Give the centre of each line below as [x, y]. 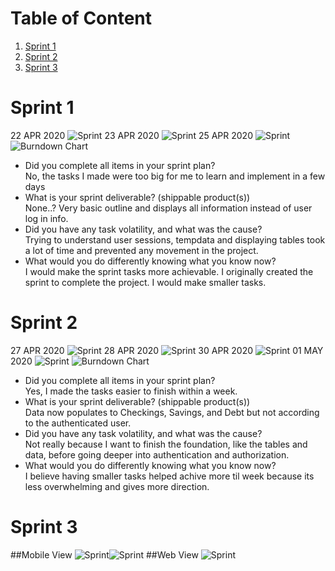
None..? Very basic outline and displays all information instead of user [168, 208]
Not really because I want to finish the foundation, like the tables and [166, 444]
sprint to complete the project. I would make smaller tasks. [145, 282]
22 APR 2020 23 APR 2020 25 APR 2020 [131, 135]
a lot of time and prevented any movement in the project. [141, 250]
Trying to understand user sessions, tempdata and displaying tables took [175, 239]
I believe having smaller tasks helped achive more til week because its [169, 476]
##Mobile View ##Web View [104, 554]
